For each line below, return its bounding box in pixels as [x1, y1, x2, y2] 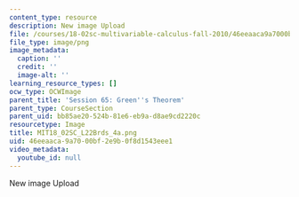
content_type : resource [9, 12, 98, 22]
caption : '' [17, 54, 62, 63]
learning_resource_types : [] [9, 79, 117, 88]
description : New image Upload [9, 21, 125, 30]
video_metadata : [9, 145, 69, 154]
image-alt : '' [17, 71, 69, 80]
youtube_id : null [17, 153, 82, 162]
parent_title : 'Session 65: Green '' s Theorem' [9, 95, 185, 105]
